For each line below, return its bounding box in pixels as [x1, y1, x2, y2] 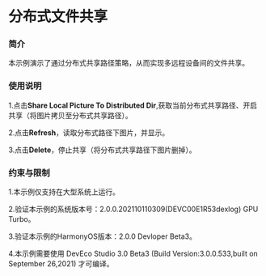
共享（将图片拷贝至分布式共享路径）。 [8, 110, 133, 120]
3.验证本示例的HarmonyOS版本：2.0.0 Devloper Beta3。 [8, 231, 196, 241]
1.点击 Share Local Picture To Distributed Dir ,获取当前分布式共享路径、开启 [8, 100, 258, 110]
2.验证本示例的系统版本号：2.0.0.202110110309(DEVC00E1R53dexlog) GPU [8, 204, 259, 214]
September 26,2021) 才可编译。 [8, 259, 114, 269]
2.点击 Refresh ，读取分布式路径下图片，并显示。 [8, 127, 170, 138]
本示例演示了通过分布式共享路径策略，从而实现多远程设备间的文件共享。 [8, 58, 249, 68]
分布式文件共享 [8, 7, 108, 26]
